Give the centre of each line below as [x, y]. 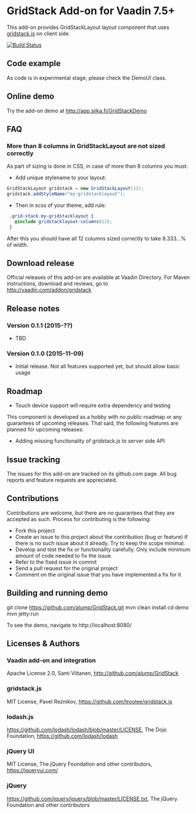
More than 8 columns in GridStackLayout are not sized [86, 146]
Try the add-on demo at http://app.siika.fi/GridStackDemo [77, 110]
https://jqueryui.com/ [32, 770]
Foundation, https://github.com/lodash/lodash [62, 736]
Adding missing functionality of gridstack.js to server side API [90, 441]
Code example [34, 64]
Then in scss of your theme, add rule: [61, 205]
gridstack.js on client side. [39, 33]
